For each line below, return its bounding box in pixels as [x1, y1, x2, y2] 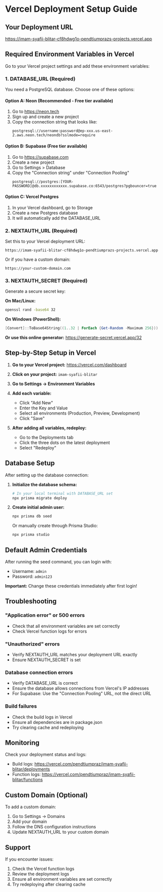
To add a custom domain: [5, 804, 56, 810]
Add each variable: [12, 390, 52, 396]
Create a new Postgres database [12, 210, 78, 216]
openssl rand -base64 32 [5, 307, 56, 312]
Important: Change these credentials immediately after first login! [5, 583, 138, 589]
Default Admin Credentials [5, 545, 87, 554]
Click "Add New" [19, 399, 53, 405]
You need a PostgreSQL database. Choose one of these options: [5, 87, 135, 93]
